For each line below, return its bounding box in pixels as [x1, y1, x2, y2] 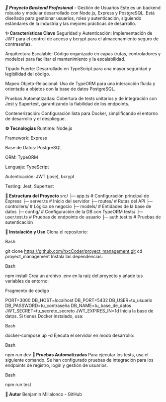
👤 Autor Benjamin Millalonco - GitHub [5, 391, 82, 397]
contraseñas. [5, 41, 32, 47]
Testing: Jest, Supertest [5, 183, 54, 189]
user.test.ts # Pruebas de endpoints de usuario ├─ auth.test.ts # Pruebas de [5, 214, 161, 220]
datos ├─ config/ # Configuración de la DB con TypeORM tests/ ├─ [5, 209, 143, 214]
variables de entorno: [5, 278, 49, 284]
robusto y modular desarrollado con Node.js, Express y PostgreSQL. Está [5, 10, 155, 16]
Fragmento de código [5, 288, 50, 294]
